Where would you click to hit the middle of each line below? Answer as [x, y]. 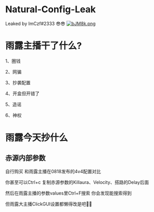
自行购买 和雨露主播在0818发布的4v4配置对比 [53, 171]
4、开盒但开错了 [22, 93]
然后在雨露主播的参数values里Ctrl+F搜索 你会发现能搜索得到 [69, 193]
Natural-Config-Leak [50, 9]
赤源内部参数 [25, 158]
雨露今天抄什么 [37, 138]
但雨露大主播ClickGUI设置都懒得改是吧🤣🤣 [49, 204]
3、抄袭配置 [18, 82]
